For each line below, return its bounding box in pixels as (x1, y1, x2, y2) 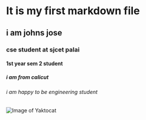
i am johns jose (6, 28, 63, 38)
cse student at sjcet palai (6, 46, 80, 54)
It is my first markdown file (6, 4, 140, 18)
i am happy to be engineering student (6, 89, 98, 96)
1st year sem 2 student (6, 60, 63, 67)
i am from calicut (6, 73, 49, 80)
